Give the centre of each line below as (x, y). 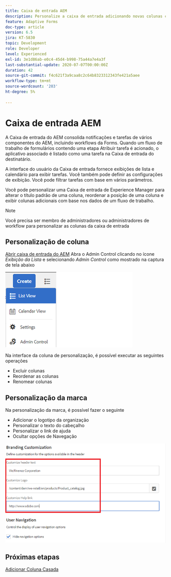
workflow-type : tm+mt (28, 81)
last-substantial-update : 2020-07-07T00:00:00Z (57, 65)
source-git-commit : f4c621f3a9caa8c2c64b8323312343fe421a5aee (73, 76)
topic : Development (26, 43)
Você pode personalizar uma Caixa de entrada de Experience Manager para (85, 190)
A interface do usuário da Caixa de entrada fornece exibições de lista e (80, 169)
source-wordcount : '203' (32, 86)
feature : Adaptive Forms (32, 21)
